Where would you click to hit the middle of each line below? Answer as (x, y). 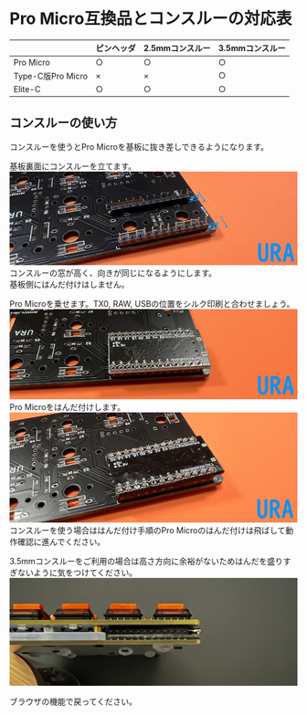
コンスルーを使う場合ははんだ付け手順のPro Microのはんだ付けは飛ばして (148, 530)
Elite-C (27, 89)
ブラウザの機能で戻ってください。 (73, 702)
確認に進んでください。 (61, 542)
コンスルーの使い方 (64, 123)
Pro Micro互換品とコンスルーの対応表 (151, 19)
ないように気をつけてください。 (77, 573)
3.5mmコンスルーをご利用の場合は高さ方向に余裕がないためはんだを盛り (146, 561)
